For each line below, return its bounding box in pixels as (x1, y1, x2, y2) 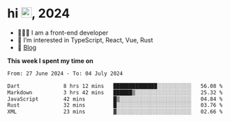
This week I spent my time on (7, 56, 94, 64)
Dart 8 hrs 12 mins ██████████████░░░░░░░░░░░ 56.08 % (7, 82, 223, 89)
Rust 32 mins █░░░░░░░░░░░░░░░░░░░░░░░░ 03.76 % (7, 102, 223, 109)
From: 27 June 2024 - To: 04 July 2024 (7, 70, 123, 77)
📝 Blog (17, 43, 37, 51)
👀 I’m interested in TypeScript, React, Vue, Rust (17, 35, 153, 44)
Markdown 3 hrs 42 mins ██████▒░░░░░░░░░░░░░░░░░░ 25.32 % (7, 89, 223, 96)
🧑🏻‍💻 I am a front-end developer (17, 28, 109, 37)
